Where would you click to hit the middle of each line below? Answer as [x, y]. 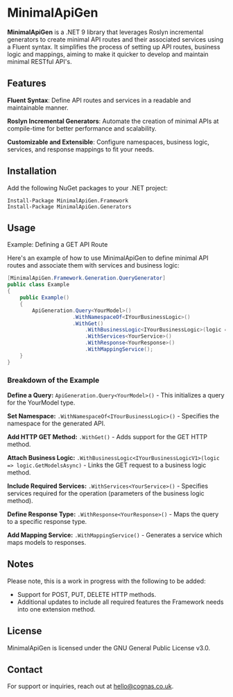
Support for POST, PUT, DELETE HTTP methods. [87, 594]
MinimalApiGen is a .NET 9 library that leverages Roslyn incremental [105, 32]
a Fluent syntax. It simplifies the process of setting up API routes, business [114, 47]
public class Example [38, 285]
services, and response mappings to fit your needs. [81, 149]
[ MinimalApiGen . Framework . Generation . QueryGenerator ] [87, 278]
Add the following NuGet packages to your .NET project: [87, 188]
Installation [32, 171]
